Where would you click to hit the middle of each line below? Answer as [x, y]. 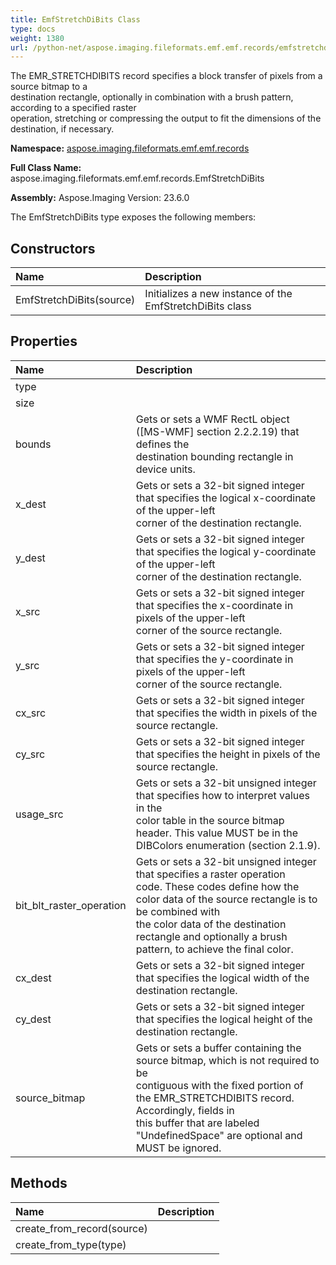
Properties [44, 341]
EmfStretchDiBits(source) [75, 300]
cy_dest [33, 1019]
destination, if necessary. [62, 129]
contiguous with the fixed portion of [219, 1085]
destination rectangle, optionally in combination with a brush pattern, [152, 97]
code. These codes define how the [217, 886]
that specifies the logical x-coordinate [226, 498]
